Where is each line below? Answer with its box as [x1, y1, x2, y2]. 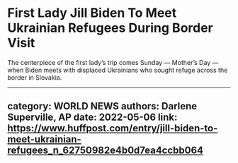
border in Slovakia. [7, 73, 62, 82]
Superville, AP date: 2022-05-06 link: [7, 111, 178, 123]
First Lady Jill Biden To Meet [7, 5, 177, 21]
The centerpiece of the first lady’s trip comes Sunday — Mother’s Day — [7, 58, 219, 66]
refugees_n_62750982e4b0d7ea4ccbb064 [7, 145, 204, 157]
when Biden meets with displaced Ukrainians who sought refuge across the [7, 66, 228, 74]
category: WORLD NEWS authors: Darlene [7, 100, 198, 112]
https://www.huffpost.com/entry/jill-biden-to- [7, 122, 218, 135]
